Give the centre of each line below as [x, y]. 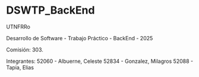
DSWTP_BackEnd [50, 10]
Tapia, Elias [20, 67]
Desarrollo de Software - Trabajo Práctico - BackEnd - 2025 [80, 38]
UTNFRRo [18, 27]
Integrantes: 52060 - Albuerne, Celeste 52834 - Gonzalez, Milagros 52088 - [100, 61]
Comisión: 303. [25, 49]
